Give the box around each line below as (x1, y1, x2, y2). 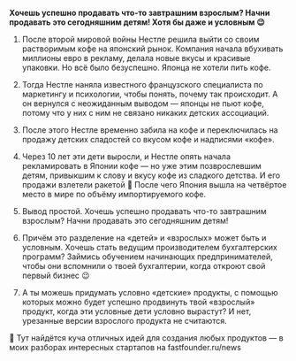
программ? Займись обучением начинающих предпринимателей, (21, 251, 274, 262)
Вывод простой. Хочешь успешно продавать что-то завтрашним (21, 206, 267, 216)
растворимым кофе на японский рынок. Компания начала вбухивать (21, 43, 284, 54)
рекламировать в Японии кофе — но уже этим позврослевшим (21, 161, 262, 171)
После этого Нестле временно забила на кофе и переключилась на (21, 125, 278, 135)
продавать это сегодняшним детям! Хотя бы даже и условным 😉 (9, 17, 265, 27)
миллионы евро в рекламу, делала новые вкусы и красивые (21, 53, 251, 63)
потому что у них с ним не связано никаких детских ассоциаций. (21, 108, 269, 118)
